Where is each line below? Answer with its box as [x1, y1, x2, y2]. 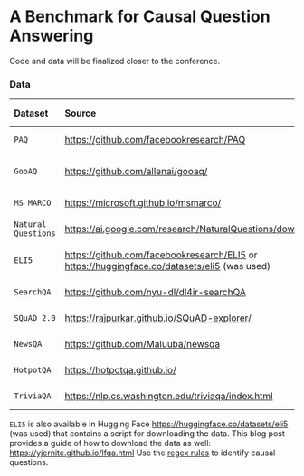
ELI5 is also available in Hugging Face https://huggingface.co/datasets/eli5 [9, 418, 289, 430]
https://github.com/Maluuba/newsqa [64, 338, 220, 350]
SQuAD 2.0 [14, 313, 56, 323]
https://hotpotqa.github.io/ [64, 364, 176, 377]
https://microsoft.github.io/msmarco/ [64, 197, 222, 210]
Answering [9, 25, 94, 46]
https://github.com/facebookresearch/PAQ [64, 134, 246, 146]
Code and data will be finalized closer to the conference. [9, 55, 221, 66]
